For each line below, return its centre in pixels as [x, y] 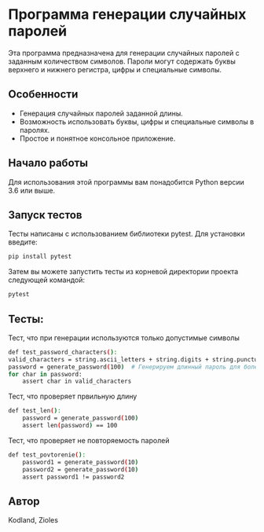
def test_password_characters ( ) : [63, 352]
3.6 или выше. [32, 190]
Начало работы [48, 163]
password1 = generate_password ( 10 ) [81, 462]
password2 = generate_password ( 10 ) [81, 469]
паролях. [35, 130]
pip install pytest [40, 257]
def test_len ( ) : [35, 411]
